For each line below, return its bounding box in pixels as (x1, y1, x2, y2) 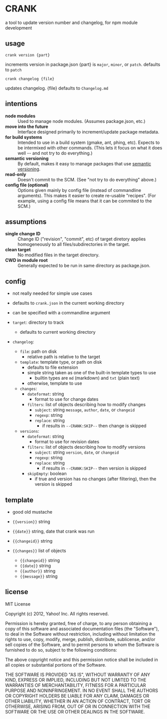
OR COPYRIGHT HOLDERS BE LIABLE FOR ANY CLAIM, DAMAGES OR (5, 693, 150, 699)
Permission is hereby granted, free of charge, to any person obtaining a (5, 620, 152, 626)
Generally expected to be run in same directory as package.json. (17, 263, 151, 269)
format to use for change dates (34, 396, 99, 402)
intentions (5, 99, 37, 108)
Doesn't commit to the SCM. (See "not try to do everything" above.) (17, 176, 157, 182)
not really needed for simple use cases (12, 290, 92, 296)
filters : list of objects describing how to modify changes (27, 402, 146, 408)
